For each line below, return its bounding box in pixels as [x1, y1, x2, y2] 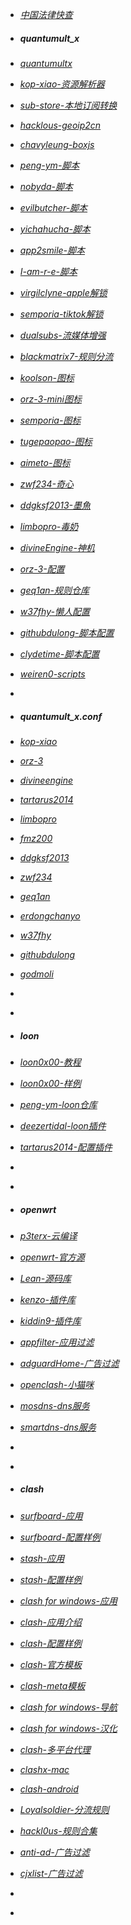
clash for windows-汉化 [19, 1722, 118, 1734]
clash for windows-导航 [19, 1701, 118, 1713]
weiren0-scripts [19, 668, 86, 680]
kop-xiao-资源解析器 [19, 78, 105, 90]
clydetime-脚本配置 [19, 648, 100, 660]
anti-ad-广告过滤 [19, 1846, 90, 1858]
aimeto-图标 [19, 456, 71, 468]
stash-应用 [19, 1552, 65, 1564]
